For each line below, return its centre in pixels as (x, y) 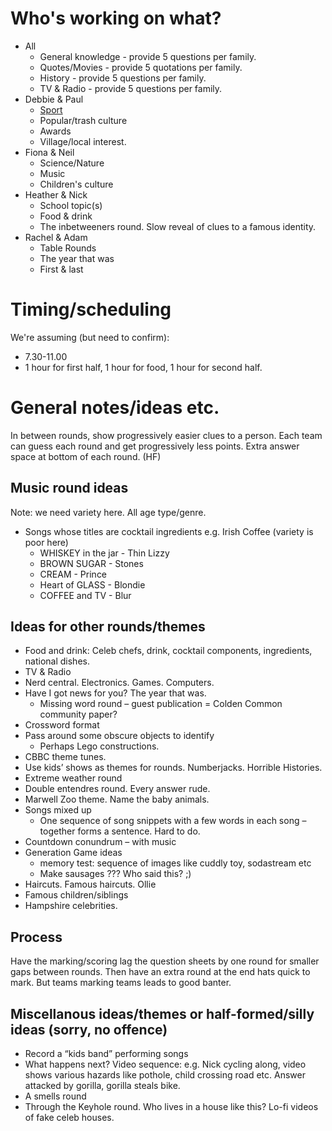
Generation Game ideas (73, 853)
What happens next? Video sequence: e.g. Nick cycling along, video (165, 1064)
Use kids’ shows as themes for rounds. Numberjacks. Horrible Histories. (173, 768)
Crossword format (62, 725)
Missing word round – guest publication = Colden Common (161, 704)
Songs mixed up (58, 810)
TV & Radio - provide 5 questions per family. (131, 88)
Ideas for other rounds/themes (108, 627)
